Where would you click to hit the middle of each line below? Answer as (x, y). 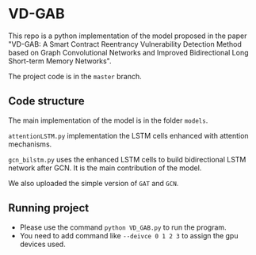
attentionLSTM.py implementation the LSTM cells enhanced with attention (128, 135)
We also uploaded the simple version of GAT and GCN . (94, 183)
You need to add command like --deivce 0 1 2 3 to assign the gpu (129, 235)
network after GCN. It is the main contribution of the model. (105, 168)
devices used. (42, 244)
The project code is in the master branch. (75, 76)
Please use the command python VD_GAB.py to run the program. (123, 227)
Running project (49, 208)
